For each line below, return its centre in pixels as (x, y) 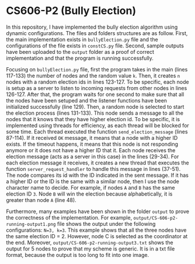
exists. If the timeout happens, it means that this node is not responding (92, 144)
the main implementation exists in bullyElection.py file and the (82, 39)
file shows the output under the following (106, 224)
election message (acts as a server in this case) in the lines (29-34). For (93, 156)
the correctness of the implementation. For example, (69, 217)
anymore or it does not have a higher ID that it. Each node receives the (91, 150)
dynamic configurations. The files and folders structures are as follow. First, (97, 33)
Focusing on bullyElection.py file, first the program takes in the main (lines (97, 69)
